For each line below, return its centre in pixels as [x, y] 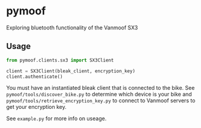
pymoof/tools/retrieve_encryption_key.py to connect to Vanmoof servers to [101, 100]
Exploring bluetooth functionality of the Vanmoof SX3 [72, 28]
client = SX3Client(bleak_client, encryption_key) [71, 71]
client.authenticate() [34, 77]
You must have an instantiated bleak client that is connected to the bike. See [100, 88]
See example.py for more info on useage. [56, 118]
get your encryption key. [37, 107]
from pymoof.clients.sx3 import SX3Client [60, 60]
